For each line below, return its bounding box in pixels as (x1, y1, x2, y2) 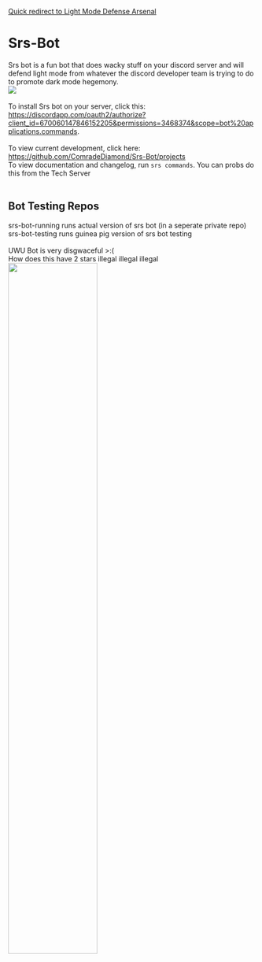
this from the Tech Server (8, 168, 91, 178)
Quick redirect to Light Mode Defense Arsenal (8, 7, 157, 16)
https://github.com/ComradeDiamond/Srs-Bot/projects (8, 151, 186, 161)
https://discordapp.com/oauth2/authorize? (8, 109, 146, 119)
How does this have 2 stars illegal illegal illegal (8, 253, 159, 263)
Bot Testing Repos (8, 200, 100, 213)
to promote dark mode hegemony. (8, 76, 120, 86)
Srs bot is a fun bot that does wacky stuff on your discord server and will (8, 60, 244, 69)
